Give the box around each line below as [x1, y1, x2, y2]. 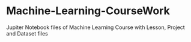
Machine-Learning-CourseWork [6, 4, 170, 18]
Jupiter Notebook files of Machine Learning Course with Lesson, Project [6, 24, 185, 31]
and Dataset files [6, 30, 48, 37]
